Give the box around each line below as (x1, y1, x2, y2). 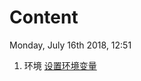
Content (9, 6, 79, 29)
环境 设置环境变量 (23, 59, 97, 71)
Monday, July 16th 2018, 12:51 (9, 39, 132, 51)
